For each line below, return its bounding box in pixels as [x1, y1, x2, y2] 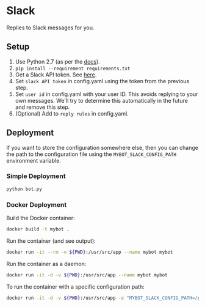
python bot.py [6, 186, 43, 192]
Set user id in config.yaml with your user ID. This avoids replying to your [15, 90, 198, 98]
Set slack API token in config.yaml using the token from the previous [15, 77, 190, 84]
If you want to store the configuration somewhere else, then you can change [6, 144, 198, 151]
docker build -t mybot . [6, 226, 70, 232]
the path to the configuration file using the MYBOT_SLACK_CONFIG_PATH [6, 150, 177, 158]
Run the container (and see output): [6, 237, 96, 245]
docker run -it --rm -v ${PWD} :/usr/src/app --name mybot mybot [6, 249, 173, 255]
